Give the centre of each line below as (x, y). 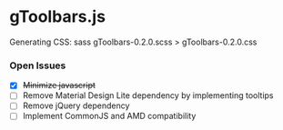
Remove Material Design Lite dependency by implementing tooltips (148, 95)
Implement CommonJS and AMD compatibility (109, 116)
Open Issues (38, 65)
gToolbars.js (58, 17)
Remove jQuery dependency (76, 105)
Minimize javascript (59, 85)
